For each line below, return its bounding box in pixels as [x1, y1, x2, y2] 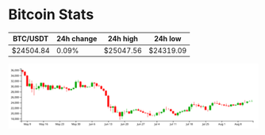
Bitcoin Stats [8, 6, 94, 24]
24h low [153, 34, 182, 44]
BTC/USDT [13, 34, 49, 44]
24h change [56, 34, 98, 44]
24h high [107, 34, 139, 44]
